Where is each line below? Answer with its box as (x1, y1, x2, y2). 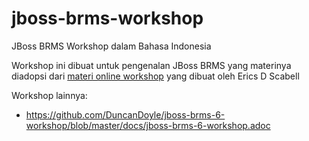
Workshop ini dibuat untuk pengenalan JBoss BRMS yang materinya (11, 59, 292, 71)
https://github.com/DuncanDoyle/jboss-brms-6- (25, 108, 226, 121)
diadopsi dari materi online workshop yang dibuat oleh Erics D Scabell (11, 70, 300, 82)
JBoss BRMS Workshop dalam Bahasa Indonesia (11, 40, 212, 52)
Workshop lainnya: (11, 89, 88, 101)
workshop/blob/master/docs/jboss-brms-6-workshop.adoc (25, 119, 271, 131)
